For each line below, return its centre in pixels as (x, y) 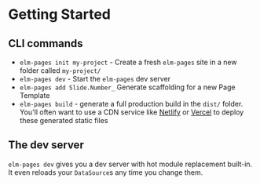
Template (35, 95)
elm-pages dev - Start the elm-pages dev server (95, 79)
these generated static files (64, 120)
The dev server (46, 145)
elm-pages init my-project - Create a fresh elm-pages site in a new (128, 62)
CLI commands (46, 44)
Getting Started (60, 15)
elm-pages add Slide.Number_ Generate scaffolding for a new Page (127, 87)
